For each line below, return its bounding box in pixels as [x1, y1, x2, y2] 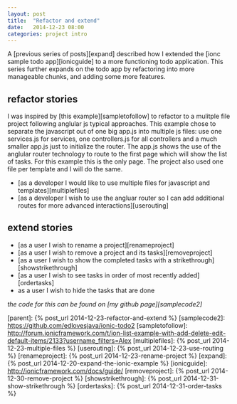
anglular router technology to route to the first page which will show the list [7, 150, 228, 159]
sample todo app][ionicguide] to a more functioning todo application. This [7, 58, 223, 66]
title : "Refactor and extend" [7, 17, 100, 24]
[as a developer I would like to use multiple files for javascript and [17, 179, 210, 187]
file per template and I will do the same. [7, 165, 123, 174]
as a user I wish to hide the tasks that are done [17, 286, 155, 294]
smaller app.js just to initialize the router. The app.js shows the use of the [7, 142, 221, 151]
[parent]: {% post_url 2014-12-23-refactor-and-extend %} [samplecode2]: [7, 314, 226, 322]
